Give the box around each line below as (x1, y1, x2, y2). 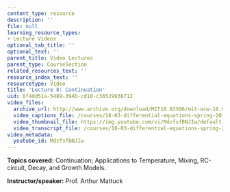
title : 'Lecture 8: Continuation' (7, 86, 106, 93)
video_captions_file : (13, 112, 75, 119)
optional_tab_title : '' (7, 42, 75, 49)
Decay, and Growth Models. (27, 164, 107, 172)
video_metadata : (7, 131, 53, 138)
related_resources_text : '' (7, 67, 88, 74)
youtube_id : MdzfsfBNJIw (13, 138, 84, 145)
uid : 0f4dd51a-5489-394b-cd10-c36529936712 (7, 93, 133, 100)
